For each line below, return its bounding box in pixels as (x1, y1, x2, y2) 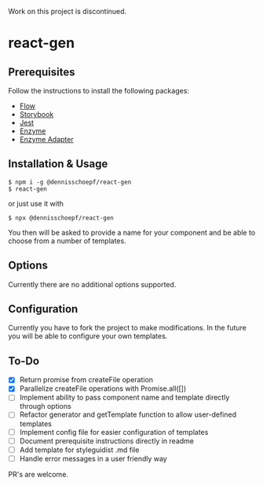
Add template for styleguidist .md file (19, 445, 140, 454)
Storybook (19, 110, 54, 119)
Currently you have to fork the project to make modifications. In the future (8, 323, 247, 333)
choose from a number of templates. (8, 235, 127, 246)
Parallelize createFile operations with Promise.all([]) (19, 384, 187, 393)
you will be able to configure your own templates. (8, 331, 168, 341)
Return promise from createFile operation (19, 375, 154, 385)
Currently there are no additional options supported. (8, 279, 177, 289)
